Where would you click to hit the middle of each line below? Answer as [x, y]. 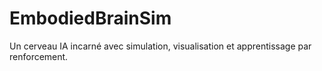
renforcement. [39, 56]
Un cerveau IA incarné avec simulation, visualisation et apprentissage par [160, 46]
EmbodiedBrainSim [90, 18]
